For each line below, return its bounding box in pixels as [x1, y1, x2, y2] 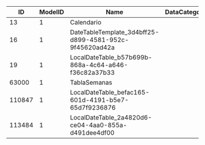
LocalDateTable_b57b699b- [70, 53, 153, 62]
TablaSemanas [70, 79, 113, 87]
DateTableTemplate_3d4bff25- [70, 28, 160, 36]
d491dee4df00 [70, 129, 115, 136]
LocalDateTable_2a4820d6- [70, 113, 153, 121]
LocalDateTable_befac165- [70, 88, 149, 96]
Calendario [70, 18, 102, 26]
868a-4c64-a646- [70, 61, 128, 69]
